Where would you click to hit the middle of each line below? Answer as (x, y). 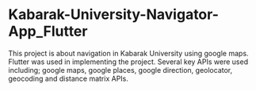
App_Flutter (48, 31)
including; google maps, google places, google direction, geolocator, (120, 70)
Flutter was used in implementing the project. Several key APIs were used (128, 62)
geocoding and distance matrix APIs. (69, 78)
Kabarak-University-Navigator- (114, 15)
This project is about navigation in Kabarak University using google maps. (128, 53)
